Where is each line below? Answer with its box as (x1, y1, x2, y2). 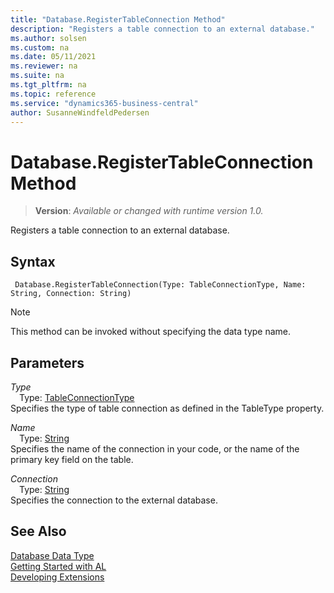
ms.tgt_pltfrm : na (10, 80, 87, 90)
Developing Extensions (10, 571, 105, 583)
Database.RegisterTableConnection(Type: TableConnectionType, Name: (14, 280, 307, 290)
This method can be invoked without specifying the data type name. (10, 326, 292, 338)
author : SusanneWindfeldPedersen (10, 107, 150, 118)
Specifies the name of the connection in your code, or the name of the (10, 442, 300, 455)
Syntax (10, 253, 56, 270)
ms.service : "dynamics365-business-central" (10, 98, 199, 108)
